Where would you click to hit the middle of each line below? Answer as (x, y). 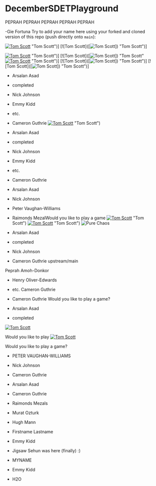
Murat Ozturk (25, 413)
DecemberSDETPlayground (62, 9)
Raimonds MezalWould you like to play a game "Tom (78, 218)
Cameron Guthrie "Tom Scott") (56, 123)
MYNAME (22, 460)
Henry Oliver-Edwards (34, 280)
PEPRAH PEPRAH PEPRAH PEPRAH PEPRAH (50, 22)
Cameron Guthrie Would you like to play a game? (61, 299)
